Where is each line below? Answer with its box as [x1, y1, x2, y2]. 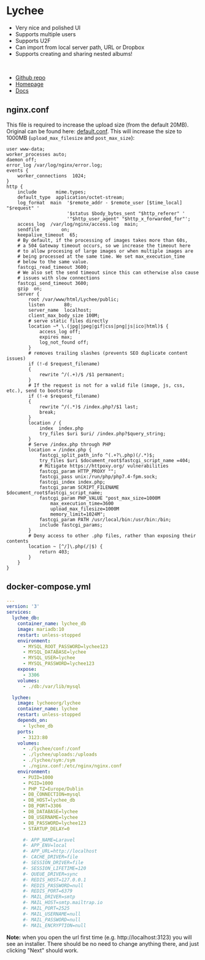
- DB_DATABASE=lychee [22, 808, 79, 815]
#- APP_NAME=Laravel [22, 837, 75, 843]
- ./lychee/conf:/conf [22, 746, 81, 752]
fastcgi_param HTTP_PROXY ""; [39, 468, 117, 474]
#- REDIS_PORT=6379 [22, 888, 72, 894]
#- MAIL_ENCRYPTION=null [22, 922, 87, 929]
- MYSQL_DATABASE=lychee [22, 649, 87, 656]
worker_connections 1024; [17, 172, 87, 179]
